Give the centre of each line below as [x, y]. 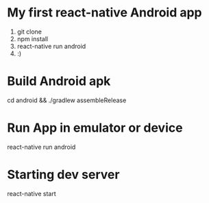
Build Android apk [59, 81]
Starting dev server [63, 175]
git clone [29, 32]
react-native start [32, 193]
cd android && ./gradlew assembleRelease [67, 100]
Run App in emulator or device [95, 128]
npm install [33, 38]
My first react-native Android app [104, 13]
